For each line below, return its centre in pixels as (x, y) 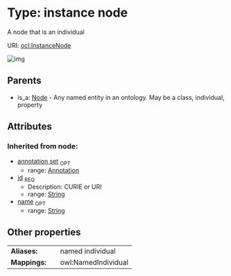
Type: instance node (68, 13)
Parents (24, 81)
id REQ (26, 179)
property (30, 105)
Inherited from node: (43, 146)
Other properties (44, 233)
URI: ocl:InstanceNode (39, 45)
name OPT (32, 202)
